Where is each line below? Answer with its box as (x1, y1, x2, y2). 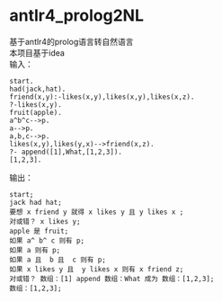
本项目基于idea (9, 47, 66, 58)
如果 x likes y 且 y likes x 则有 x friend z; (9, 264, 184, 274)
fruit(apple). (9, 108, 63, 117)
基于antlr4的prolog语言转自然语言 (9, 36, 134, 47)
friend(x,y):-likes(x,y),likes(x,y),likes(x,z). (9, 92, 195, 102)
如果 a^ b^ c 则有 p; (9, 235, 85, 245)
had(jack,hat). (9, 84, 67, 93)
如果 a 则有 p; (9, 245, 61, 254)
